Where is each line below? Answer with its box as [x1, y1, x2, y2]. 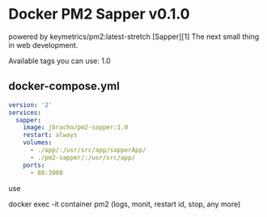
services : [8, 108, 42, 117]
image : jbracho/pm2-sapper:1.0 [23, 123, 129, 132]
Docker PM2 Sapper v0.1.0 [8, 5, 190, 23]
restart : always [23, 131, 78, 139]
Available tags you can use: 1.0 [8, 56, 111, 66]
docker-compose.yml [8, 79, 120, 93]
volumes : [23, 138, 53, 147]
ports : [23, 161, 45, 169]
